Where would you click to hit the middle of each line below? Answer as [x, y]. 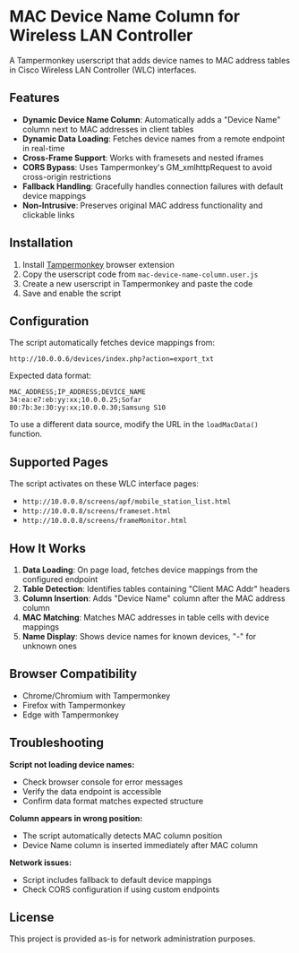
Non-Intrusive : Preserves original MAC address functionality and [142, 205]
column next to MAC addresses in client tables [108, 129]
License [32, 918]
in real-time [43, 148]
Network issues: [41, 863]
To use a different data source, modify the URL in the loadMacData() [134, 425]
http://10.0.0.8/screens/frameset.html [97, 511]
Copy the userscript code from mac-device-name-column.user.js [140, 274]
